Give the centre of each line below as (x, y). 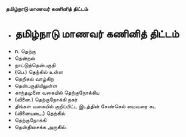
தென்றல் (24, 58)
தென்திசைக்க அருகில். (41, 127)
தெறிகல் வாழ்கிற (34, 78)
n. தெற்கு (25, 51)
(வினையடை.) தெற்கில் (40, 113)
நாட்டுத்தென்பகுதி (35, 65)
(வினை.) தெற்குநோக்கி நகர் (46, 99)
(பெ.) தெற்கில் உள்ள (39, 72)
